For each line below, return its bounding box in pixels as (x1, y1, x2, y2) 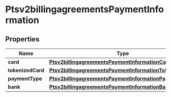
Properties (5, 35, 40, 43)
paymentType (8, 75, 42, 82)
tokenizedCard (8, 67, 45, 74)
